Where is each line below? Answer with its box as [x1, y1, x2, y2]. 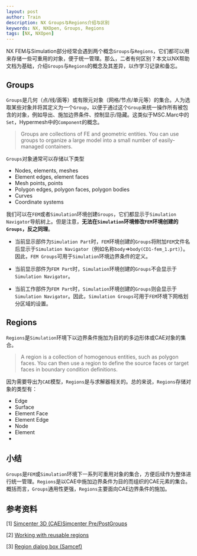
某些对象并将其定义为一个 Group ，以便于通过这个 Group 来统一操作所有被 [11, 104, 183, 111]
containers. [45, 143, 73, 150]
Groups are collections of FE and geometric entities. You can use [20, 130, 179, 137]
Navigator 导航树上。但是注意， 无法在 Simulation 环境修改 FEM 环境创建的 [6, 218, 179, 225]
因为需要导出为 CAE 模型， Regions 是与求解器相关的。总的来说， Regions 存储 [6, 378, 186, 385]
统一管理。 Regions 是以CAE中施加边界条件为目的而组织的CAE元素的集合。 [11, 477, 191, 485]
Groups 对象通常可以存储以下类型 [6, 155, 85, 162]
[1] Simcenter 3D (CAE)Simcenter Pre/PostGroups [6, 520, 128, 527]
